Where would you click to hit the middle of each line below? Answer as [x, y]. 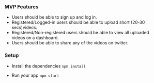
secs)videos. [24, 28]
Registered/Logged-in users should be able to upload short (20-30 [78, 22]
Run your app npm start [35, 75]
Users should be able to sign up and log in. [54, 17]
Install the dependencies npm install [48, 66]
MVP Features [22, 7]
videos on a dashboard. [35, 38]
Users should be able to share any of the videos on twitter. [70, 43]
